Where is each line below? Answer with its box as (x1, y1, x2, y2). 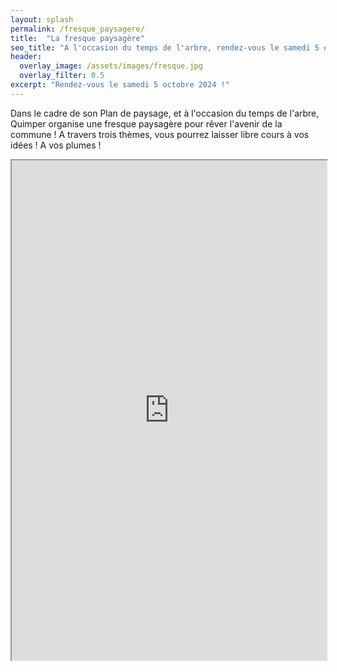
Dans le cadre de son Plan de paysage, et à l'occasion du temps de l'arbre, (10, 107, 320, 119)
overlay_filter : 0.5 (19, 71, 105, 81)
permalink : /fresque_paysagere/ (10, 24, 145, 34)
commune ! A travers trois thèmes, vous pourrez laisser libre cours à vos (10, 128, 310, 140)
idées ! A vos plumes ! (10, 139, 102, 151)
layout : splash (10, 14, 74, 25)
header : (10, 52, 43, 62)
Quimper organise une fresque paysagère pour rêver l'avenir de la (10, 117, 283, 130)
